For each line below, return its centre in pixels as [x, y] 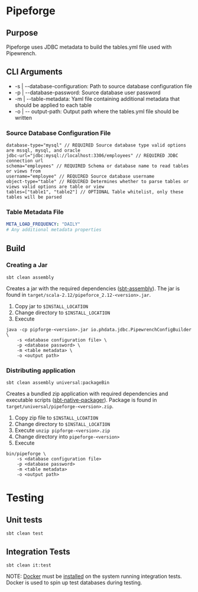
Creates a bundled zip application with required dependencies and [87, 394]
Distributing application [41, 370]
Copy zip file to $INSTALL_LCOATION [56, 418]
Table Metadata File [35, 212]
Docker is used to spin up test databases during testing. [74, 583]
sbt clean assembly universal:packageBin [58, 383]
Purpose [22, 33]
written [23, 117]
